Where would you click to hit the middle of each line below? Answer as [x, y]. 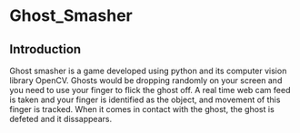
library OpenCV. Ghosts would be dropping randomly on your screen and [146, 81]
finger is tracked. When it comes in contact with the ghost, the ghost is [142, 109]
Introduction [45, 49]
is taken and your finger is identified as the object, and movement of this [145, 100]
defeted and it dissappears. [60, 119]
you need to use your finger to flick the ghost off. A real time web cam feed [150, 90]
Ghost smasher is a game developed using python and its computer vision [148, 71]
